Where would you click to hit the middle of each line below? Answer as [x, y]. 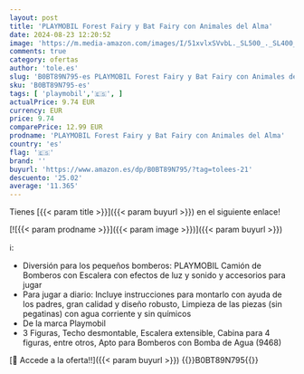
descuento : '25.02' [46, 177]
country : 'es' [36, 144]
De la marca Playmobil [64, 323]
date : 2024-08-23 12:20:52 [60, 34]
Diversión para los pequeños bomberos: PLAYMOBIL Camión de [142, 266]
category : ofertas [44, 60]
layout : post [34, 18]
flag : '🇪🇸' [32, 152]
